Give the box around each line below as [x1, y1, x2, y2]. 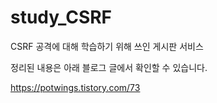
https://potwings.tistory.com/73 [10, 81, 141, 93]
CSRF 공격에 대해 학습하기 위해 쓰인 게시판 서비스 [10, 40, 204, 52]
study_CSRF [10, 6, 113, 29]
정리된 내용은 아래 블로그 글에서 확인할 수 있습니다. [10, 61, 208, 73]
